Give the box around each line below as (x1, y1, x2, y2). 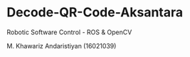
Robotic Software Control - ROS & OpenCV (6, 28, 132, 36)
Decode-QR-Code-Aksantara (6, 4, 184, 21)
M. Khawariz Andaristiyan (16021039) (6, 41, 117, 50)
